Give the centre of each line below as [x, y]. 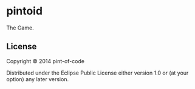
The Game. [20, 28]
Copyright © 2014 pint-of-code [46, 61]
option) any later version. [37, 79]
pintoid [25, 11]
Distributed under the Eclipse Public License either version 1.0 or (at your [97, 73]
